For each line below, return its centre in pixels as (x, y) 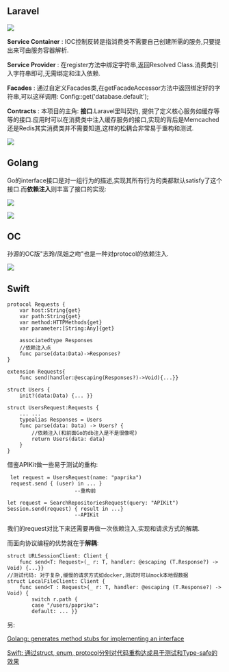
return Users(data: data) (69, 439)
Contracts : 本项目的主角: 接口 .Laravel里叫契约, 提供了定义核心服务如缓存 (110, 111)
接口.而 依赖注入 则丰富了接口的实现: (57, 189)
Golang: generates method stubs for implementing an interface (96, 639)
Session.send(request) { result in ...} (66, 509)
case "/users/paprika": (65, 605)
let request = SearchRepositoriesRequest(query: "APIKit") (93, 503)
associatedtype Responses (56, 341)
